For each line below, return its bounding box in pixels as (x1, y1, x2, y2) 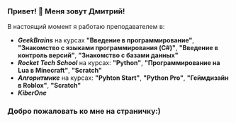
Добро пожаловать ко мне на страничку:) (7, 106, 161, 116)
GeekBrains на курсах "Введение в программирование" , (17, 36, 195, 45)
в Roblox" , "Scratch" (17, 81, 82, 90)
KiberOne (17, 88, 47, 98)
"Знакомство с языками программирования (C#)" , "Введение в (17, 44, 218, 52)
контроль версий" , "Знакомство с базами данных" (17, 51, 179, 59)
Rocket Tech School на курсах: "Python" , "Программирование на (17, 59, 220, 67)
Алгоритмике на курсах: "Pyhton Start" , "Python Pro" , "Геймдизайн (17, 74, 229, 82)
